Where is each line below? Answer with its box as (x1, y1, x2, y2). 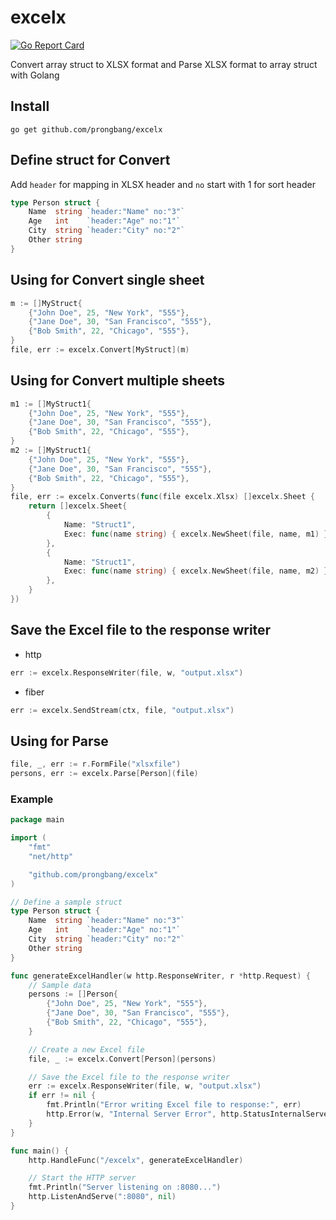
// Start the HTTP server (28, 1173, 137, 1183)
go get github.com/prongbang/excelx (10, 124, 163, 135)
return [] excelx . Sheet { (28, 501, 128, 511)
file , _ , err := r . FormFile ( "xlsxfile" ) (10, 759, 182, 770)
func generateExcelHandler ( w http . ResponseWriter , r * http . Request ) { (10, 971, 311, 981)
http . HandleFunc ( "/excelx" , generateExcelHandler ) (28, 1155, 244, 1165)
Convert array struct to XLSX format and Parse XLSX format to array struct (10, 58, 318, 70)
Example (10, 792, 54, 806)
